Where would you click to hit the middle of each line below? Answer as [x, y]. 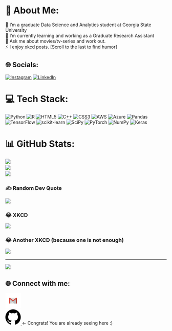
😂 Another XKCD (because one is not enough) [64, 240]
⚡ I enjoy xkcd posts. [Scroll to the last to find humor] [61, 47]
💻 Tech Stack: [37, 99]
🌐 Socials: [22, 65]
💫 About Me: [32, 11]
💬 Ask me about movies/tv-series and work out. [56, 41]
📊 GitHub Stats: [40, 144]
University [16, 30]
